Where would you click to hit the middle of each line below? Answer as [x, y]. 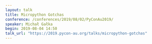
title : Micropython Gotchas [35, 15]
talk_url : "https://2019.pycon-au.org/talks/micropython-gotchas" [76, 33]
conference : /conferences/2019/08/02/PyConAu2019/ [59, 19]
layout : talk [19, 10]
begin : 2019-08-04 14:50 [31, 29]
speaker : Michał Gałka [29, 24]
